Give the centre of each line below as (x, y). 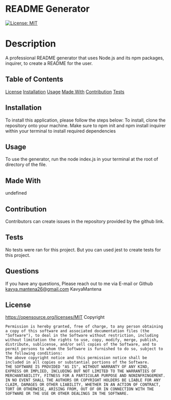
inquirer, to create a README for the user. (49, 63)
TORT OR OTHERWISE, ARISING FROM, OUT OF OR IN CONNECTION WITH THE (80, 389)
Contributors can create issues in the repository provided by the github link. (85, 221)
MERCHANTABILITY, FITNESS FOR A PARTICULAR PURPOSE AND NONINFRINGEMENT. (86, 376)
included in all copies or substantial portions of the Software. (77, 362)
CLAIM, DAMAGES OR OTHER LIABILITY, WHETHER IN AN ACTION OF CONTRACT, (83, 385)
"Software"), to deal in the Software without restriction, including (82, 336)
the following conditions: (34, 354)
